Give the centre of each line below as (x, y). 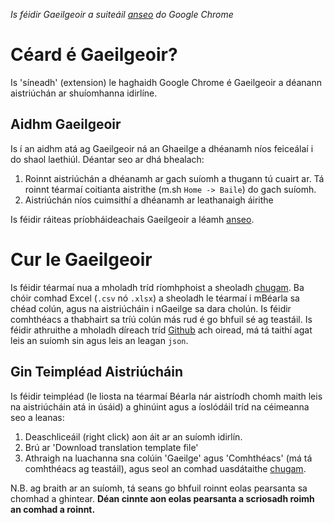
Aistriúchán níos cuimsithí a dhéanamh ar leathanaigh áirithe (149, 200)
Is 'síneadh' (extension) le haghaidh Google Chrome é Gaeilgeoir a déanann (166, 82)
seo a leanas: (37, 417)
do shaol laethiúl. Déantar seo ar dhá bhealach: (107, 159)
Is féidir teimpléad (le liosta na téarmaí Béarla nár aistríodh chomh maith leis (166, 396)
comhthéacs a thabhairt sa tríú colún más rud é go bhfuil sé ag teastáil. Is (161, 319)
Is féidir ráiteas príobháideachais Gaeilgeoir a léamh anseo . (132, 219)
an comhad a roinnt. (53, 509)
